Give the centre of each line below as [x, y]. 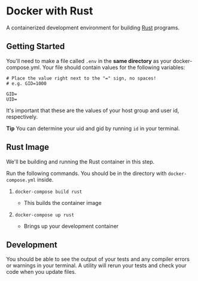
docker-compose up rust [45, 215]
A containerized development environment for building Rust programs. [93, 28]
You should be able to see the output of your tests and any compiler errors [98, 259]
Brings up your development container [71, 226]
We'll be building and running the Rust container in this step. [80, 161]
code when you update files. [41, 272]
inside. [45, 179]
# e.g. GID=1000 [26, 83]
